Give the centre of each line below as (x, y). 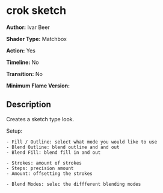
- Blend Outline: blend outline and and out (63, 147)
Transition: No (25, 74)
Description (29, 105)
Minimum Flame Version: (38, 86)
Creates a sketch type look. (40, 119)
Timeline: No (23, 62)
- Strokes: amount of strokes (44, 163)
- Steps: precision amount (40, 168)
